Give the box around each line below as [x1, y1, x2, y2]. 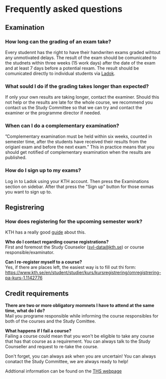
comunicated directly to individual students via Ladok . [5, 70, 115, 76]
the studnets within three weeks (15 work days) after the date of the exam [5, 60, 156, 65]
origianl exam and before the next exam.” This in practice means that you [5, 144, 155, 150]
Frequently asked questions [5, 3, 123, 15]
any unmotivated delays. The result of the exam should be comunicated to [5, 55, 157, 61]
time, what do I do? [5, 308, 46, 314]
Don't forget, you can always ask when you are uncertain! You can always [5, 353, 156, 359]
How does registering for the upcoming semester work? [5, 218, 143, 225]
